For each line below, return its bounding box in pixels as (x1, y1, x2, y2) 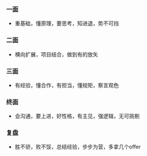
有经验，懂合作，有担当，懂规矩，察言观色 (14, 81, 119, 88)
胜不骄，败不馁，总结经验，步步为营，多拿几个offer (14, 144, 141, 151)
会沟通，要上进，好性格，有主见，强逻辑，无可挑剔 (14, 113, 140, 120)
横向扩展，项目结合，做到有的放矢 (14, 50, 98, 58)
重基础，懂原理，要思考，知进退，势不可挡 (14, 20, 119, 27)
